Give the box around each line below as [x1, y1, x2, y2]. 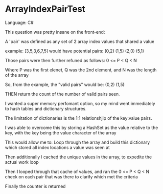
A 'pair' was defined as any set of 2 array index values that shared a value [5, 38, 155, 44]
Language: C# [5, 20, 34, 25]
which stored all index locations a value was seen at [5, 144, 110, 150]
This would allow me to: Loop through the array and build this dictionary [5, 139, 150, 145]
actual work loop [5, 159, 39, 165]
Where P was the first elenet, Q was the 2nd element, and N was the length [5, 67, 157, 73]
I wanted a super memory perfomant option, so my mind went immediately [5, 100, 156, 106]
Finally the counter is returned [5, 183, 66, 189]
